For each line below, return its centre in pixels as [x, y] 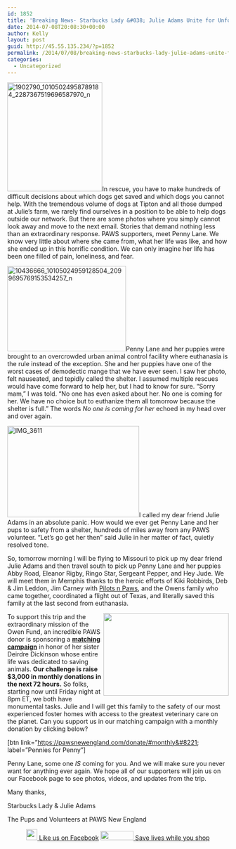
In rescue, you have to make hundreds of [162, 189]
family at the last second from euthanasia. [68, 603]
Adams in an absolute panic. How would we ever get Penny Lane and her [113, 522]
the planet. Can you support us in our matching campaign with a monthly [113, 721]
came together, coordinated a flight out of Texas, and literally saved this [111, 595]
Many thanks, [27, 792]
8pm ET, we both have [40, 699]
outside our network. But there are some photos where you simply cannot [114, 219]
